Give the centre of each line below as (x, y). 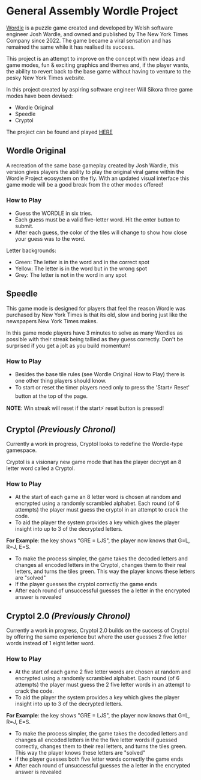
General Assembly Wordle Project (92, 11)
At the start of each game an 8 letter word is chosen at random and (98, 497)
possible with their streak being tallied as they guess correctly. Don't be (95, 339)
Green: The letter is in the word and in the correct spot (82, 262)
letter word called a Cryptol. (40, 468)
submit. (24, 226)
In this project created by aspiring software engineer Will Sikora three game (100, 89)
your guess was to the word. (50, 239)
